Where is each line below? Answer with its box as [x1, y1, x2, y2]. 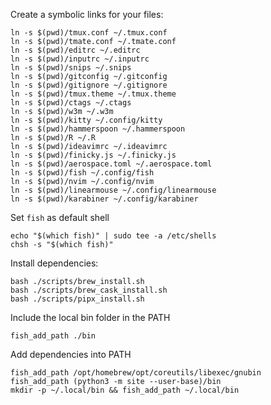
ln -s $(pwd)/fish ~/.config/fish [10, 168, 155, 178]
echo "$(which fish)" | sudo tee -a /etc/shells [10, 231, 217, 241]
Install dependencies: [10, 257, 99, 269]
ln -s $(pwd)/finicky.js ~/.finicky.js [10, 150, 177, 160]
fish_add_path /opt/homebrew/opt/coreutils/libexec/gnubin [10, 368, 262, 378]
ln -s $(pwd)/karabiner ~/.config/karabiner [10, 194, 199, 204]
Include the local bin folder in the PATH [10, 312, 171, 323]
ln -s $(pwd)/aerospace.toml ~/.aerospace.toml [10, 159, 213, 169]
